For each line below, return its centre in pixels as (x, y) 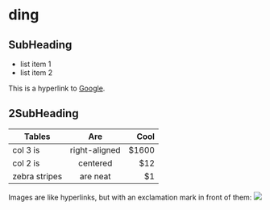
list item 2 (36, 73)
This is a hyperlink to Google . (57, 88)
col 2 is (26, 163)
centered (95, 163)
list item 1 (35, 64)
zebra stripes (37, 176)
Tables (37, 136)
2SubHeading (44, 113)
